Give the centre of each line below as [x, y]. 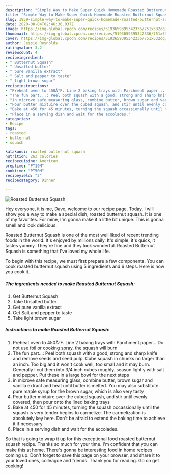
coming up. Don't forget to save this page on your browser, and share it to [83, 455]
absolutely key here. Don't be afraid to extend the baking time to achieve [89, 419]
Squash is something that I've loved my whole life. [58, 251]
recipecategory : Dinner [31, 180]
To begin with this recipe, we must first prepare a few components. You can [85, 261]
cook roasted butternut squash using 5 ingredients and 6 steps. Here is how [85, 267]
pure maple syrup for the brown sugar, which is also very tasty [78, 391]
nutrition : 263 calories [32, 157]
